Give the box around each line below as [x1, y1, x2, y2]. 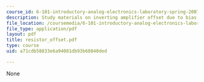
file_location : [6, 20, 45, 26]
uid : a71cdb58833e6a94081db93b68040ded [6, 48, 107, 54]
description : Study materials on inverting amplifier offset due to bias [6, 14, 197, 20]
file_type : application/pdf [6, 25, 78, 32]
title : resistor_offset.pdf [6, 37, 78, 43]
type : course [6, 43, 39, 49]
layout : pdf [6, 31, 36, 37]
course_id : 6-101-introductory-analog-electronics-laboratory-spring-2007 [6, 8, 200, 15]
